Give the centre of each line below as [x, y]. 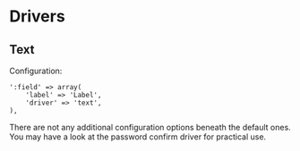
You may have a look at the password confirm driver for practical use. [138, 137]
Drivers [37, 17]
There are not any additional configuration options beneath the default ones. [150, 127]
